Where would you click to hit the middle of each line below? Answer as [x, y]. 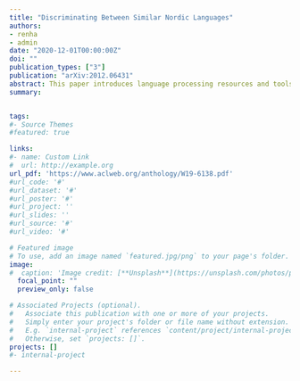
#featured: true [39, 133]
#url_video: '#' [39, 232]
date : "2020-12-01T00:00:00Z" [66, 51]
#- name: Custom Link [50, 157]
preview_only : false [55, 290]
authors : [25, 26]
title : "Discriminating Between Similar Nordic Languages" [121, 17]
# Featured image [42, 248]
